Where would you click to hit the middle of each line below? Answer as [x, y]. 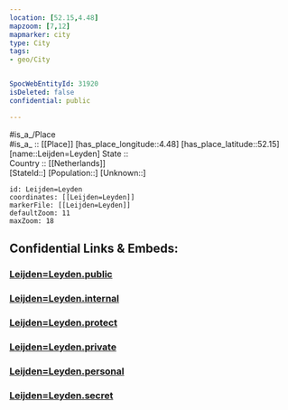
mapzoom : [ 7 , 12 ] [40, 26]
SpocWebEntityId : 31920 [54, 84]
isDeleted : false [42, 92]
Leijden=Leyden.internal [65, 298]
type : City [30, 43]
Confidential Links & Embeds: [94, 249]
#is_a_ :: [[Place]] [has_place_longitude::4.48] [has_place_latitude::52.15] [144, 144]
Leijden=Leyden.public [61, 274]
